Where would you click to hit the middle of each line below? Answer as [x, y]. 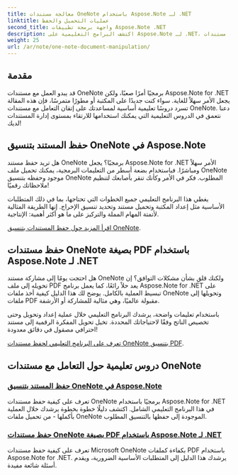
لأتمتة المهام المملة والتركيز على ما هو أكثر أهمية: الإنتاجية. [83, 214]
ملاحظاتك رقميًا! [28, 185]
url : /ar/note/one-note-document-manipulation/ [79, 47]
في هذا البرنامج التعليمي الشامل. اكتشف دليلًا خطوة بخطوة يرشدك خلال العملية [111, 409]
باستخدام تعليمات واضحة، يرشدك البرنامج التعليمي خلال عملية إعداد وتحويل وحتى [113, 315]
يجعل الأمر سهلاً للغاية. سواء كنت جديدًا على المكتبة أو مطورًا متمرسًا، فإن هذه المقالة [119, 100]
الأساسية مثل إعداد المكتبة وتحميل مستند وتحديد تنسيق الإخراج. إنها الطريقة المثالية [116, 206]
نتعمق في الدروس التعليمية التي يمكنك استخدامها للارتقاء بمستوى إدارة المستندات [114, 115]
